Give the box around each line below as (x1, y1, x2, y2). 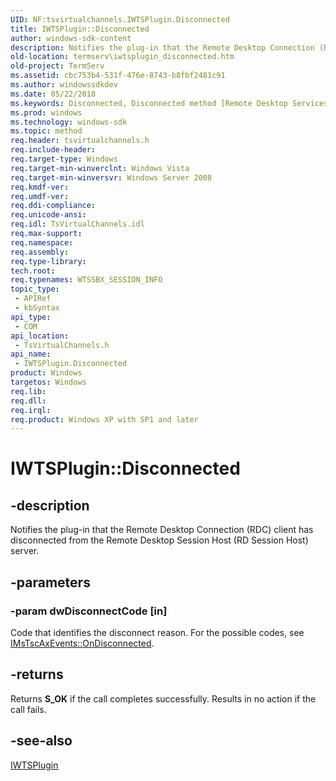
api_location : (10, 331, 70, 341)
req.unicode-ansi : (10, 210, 87, 220)
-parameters (10, 574, 91, 591)
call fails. (10, 703, 47, 715)
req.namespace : (10, 237, 74, 248)
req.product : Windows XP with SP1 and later (10, 414, 199, 425)
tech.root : (10, 266, 56, 276)
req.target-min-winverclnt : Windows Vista (10, 163, 190, 173)
